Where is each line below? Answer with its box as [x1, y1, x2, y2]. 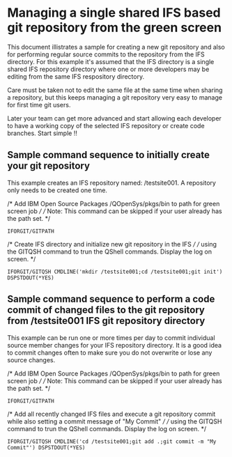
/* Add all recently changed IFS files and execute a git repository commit [7, 410, 216, 418]
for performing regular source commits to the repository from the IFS [7, 50, 206, 59]
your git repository [7, 160, 91, 172]
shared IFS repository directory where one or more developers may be [7, 65, 210, 73]
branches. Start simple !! [7, 129, 78, 137]
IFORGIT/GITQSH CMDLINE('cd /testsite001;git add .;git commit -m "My [7, 437, 217, 445]
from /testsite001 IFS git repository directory [7, 315, 206, 327]
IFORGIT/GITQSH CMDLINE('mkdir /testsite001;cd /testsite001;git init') [7, 268, 223, 275]
